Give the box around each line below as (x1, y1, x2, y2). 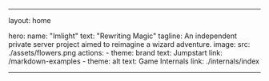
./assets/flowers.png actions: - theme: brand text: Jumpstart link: (8, 48, 223, 57)
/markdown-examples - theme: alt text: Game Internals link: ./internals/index (8, 56, 260, 66)
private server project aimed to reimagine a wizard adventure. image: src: (8, 40, 251, 48)
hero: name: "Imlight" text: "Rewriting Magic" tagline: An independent (8, 31, 238, 40)
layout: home (8, 16, 51, 25)
